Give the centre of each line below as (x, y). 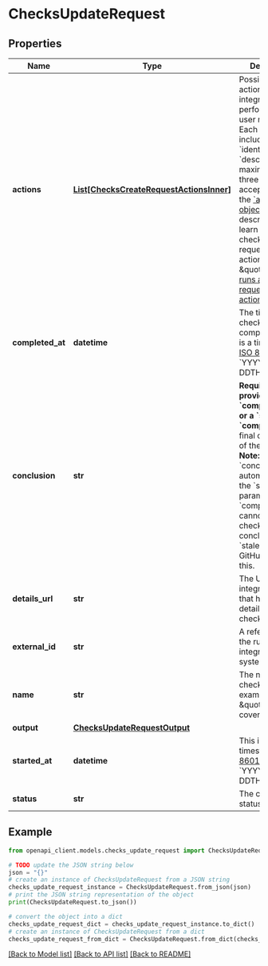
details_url (33, 599)
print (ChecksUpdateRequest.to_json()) (73, 902)
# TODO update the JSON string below (71, 865)
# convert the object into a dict (66, 916)
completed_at (39, 343)
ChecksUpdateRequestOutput (131, 728)
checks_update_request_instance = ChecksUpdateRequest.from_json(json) (130, 888)
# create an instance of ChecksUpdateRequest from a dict (106, 932)
